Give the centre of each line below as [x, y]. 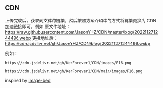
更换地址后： [45, 38]
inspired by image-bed [28, 80]
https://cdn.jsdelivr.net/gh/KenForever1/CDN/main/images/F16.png [74, 71]
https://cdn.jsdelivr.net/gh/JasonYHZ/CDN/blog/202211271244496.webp [78, 43]
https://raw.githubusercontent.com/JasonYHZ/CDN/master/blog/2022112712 [81, 32]
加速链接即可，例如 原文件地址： [38, 26]
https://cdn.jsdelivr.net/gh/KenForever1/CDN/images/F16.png [68, 63]
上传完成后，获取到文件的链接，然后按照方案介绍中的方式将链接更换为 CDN [81, 20]
